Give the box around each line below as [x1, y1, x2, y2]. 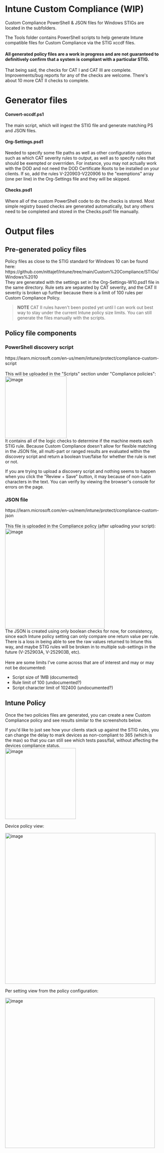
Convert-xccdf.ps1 [5, 111, 44, 117]
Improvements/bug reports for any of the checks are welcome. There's [5, 72, 148, 78]
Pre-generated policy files [5, 245, 87, 254]
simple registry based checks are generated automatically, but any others [5, 203, 154, 209]
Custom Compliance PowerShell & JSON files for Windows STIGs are [5, 20, 144, 26]
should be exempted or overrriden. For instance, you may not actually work [5, 160, 157, 166]
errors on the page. [5, 484, 44, 490]
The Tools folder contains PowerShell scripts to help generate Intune [5, 34, 143, 40]
